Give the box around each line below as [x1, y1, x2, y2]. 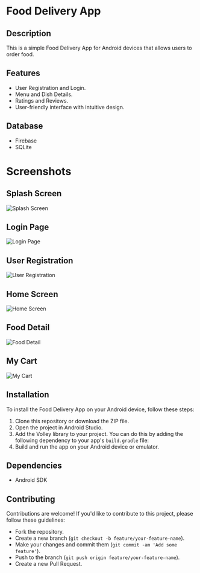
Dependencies [6, 460, 62, 470]
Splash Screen [6, 188, 62, 199]
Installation [6, 389, 49, 400]
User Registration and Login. [14, 84, 86, 91]
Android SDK [14, 476, 48, 484]
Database [6, 121, 43, 131]
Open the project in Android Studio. [14, 424, 104, 431]
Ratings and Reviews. [14, 97, 69, 104]
